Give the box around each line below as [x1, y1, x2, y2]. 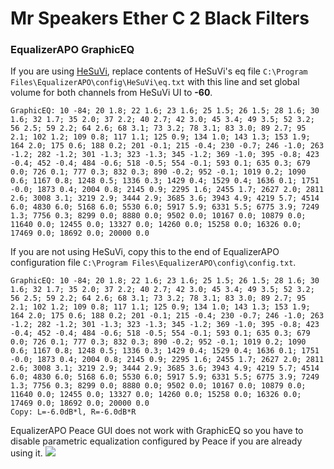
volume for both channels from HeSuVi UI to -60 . [10, 87, 213, 99]
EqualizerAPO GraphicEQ [10, 43, 135, 57]
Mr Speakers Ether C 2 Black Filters [10, 7, 310, 30]
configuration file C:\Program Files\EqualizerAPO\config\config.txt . [10, 257, 297, 269]
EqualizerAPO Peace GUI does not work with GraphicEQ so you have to [10, 425, 304, 437]
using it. [10, 447, 43, 459]
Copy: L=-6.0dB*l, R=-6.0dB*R [10, 407, 137, 417]
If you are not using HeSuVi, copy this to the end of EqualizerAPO [10, 246, 280, 258]
